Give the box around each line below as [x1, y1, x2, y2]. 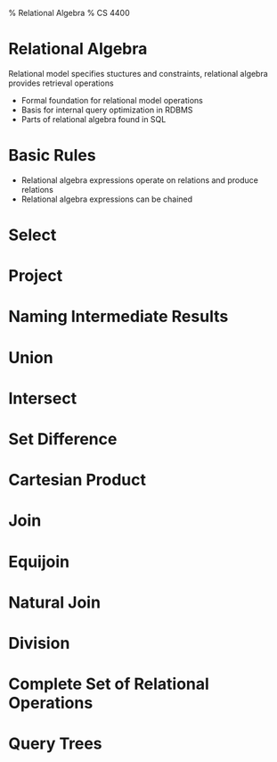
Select [8, 225, 57, 245]
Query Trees [8, 733, 103, 754]
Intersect [8, 388, 77, 409]
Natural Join [8, 592, 102, 612]
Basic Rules [8, 145, 96, 166]
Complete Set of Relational [8, 674, 210, 694]
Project [8, 266, 63, 286]
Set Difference [8, 429, 118, 449]
